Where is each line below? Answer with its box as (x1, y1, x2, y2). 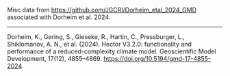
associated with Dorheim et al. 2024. (7, 13, 111, 21)
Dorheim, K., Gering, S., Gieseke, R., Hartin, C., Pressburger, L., (7, 33, 185, 40)
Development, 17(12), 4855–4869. (7, 55, 103, 62)
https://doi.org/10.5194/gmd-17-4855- (103, 55, 211, 62)
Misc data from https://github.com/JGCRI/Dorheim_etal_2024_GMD (7, 6, 197, 14)
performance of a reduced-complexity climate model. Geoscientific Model (7, 47, 217, 55)
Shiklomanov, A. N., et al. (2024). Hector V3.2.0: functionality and (7, 40, 192, 48)
